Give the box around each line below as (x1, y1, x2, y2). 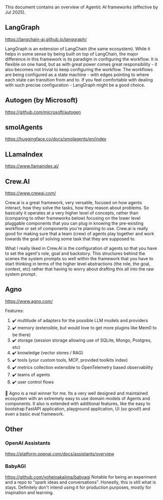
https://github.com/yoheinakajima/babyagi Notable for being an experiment (5, 474, 157, 480)
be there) (12, 331, 31, 338)
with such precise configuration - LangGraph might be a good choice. (5, 82, 145, 88)
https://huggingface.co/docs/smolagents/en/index (5, 136, 106, 142)
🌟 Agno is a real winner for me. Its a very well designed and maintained (5, 390, 148, 396)
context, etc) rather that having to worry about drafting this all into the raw (5, 266, 154, 272)
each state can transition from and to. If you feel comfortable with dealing (5, 77, 153, 82)
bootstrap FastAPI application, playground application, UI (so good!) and (5, 405, 150, 411)
